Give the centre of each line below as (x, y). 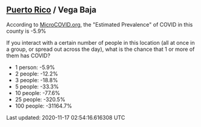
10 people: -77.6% (38, 93)
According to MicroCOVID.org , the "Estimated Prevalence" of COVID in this (100, 24)
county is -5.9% (26, 31)
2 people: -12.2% (37, 73)
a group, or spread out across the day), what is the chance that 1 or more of (100, 49)
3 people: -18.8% (37, 80)
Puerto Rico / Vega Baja (51, 10)
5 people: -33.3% (37, 86)
